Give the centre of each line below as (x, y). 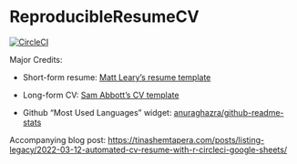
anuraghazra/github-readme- (229, 112)
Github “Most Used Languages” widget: (97, 112)
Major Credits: (36, 59)
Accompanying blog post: (58, 139)
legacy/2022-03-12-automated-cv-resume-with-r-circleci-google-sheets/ (148, 149)
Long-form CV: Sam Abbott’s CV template (101, 95)
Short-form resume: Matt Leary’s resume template (117, 77)
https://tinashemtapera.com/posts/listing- (186, 139)
